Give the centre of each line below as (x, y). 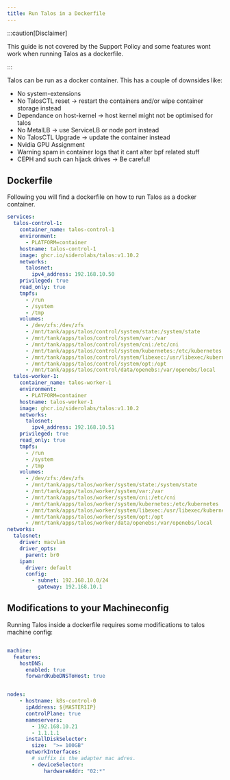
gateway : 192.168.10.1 (70, 587)
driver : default (48, 568)
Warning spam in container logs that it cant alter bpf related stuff (108, 152)
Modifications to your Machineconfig (88, 608)
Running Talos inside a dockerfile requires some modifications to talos (106, 624)
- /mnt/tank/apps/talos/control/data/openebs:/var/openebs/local (120, 370)
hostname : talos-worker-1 (56, 402)
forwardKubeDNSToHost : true (65, 676)
